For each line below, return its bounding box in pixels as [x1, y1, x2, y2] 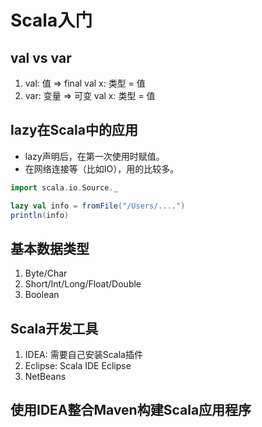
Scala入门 [10, 9, 93, 32]
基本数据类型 [10, 240, 90, 257]
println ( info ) [10, 210, 70, 220]
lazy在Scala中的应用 [10, 122, 138, 139]
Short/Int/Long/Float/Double [24, 278, 142, 290]
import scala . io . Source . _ [10, 182, 118, 193]
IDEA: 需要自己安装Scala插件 [24, 349, 143, 361]
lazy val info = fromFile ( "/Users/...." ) [10, 201, 186, 211]
